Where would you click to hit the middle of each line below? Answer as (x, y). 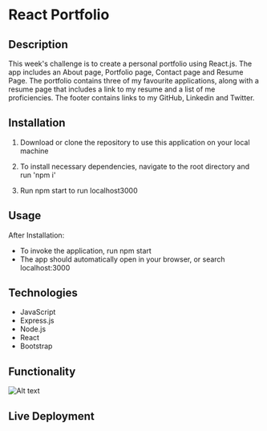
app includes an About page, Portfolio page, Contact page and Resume (126, 72)
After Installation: (36, 235)
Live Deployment (51, 416)
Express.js (37, 321)
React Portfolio (59, 15)
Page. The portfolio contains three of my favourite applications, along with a (133, 81)
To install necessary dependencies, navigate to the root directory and (135, 166)
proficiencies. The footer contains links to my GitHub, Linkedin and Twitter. (131, 98)
